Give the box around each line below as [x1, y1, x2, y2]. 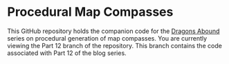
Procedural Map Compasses [7, 4, 174, 20]
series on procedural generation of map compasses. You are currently [7, 34, 208, 42]
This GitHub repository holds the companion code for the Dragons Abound [7, 27, 220, 35]
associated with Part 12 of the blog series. [7, 49, 127, 57]
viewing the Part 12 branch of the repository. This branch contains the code [7, 41, 223, 50]
